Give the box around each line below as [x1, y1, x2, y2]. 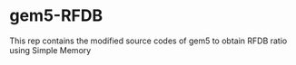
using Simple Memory [9, 44, 92, 55]
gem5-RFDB [9, 5, 104, 26]
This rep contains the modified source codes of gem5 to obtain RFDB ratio [9, 35, 288, 46]
